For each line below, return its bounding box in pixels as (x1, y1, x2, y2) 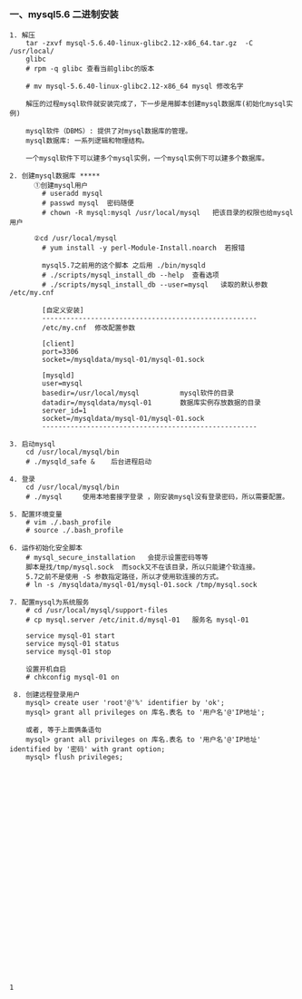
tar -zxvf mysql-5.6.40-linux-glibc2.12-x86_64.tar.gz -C (25, 39, 254, 48)
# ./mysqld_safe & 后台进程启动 (25, 457, 152, 466)
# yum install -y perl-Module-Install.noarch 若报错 (42, 243, 246, 253)
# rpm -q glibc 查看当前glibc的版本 (25, 64, 155, 73)
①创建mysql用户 (33, 181, 89, 191)
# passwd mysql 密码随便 (42, 199, 134, 208)
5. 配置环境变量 (9, 510, 63, 519)
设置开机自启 (25, 665, 66, 674)
